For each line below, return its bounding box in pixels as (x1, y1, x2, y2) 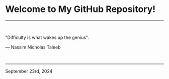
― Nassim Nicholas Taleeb (5, 44, 61, 50)
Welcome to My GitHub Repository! (5, 3, 156, 15)
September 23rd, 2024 (5, 68, 53, 74)
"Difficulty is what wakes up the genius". (5, 34, 89, 40)
